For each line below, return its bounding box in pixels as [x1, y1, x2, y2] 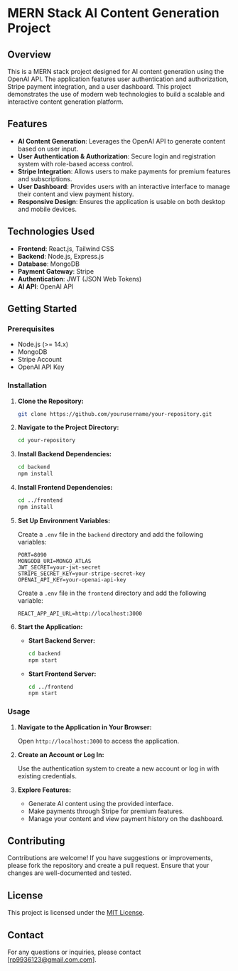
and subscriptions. [17, 174, 72, 183]
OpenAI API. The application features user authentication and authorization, [7, 75, 229, 83]
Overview [7, 48, 52, 60]
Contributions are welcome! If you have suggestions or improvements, [7, 854, 213, 862]
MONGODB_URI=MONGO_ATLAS [17, 557, 92, 564]
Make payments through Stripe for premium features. [28, 807, 185, 815]
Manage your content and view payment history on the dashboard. [28, 814, 224, 822]
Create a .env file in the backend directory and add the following [17, 530, 204, 538]
